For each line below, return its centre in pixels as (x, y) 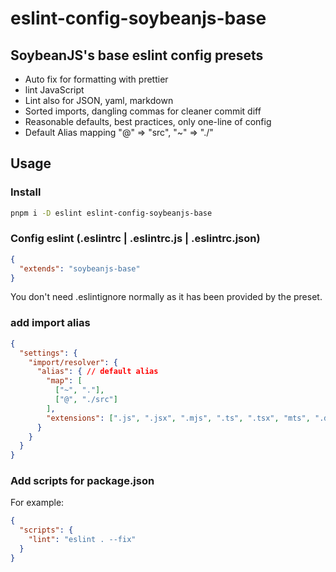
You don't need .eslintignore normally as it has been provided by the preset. (166, 297)
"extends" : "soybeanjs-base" (80, 268)
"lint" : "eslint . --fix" (82, 540)
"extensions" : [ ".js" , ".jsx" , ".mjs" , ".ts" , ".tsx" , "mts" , (178, 418)
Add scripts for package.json (82, 481)
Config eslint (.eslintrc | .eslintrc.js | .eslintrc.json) (135, 239)
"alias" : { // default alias (97, 372)
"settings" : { (48, 353)
